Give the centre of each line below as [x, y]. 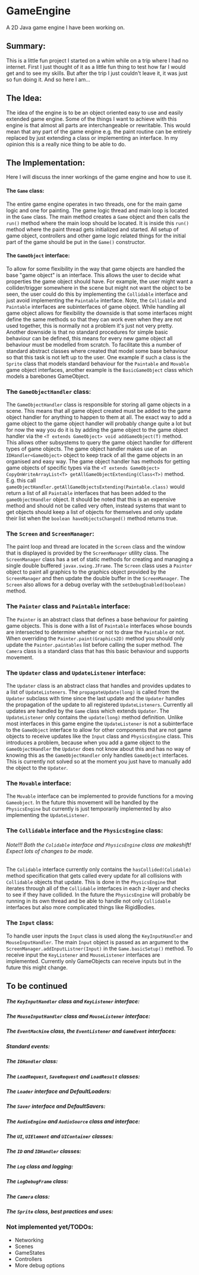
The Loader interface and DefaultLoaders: [59, 1091]
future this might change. [37, 967]
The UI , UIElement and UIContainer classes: [60, 1136]
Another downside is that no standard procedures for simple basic [87, 332]
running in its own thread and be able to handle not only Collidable [89, 901]
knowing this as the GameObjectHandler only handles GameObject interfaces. [97, 755]
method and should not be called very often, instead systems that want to [96, 506]
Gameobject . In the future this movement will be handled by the [82, 803]
